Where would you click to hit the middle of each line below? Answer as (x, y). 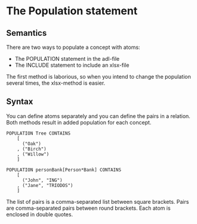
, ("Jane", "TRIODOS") (45, 185)
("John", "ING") (42, 180)
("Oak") (32, 144)
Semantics (27, 33)
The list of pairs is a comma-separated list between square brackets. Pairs (98, 201)
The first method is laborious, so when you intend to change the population (98, 77)
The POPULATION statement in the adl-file (67, 59)
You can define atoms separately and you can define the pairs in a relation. (98, 116)
